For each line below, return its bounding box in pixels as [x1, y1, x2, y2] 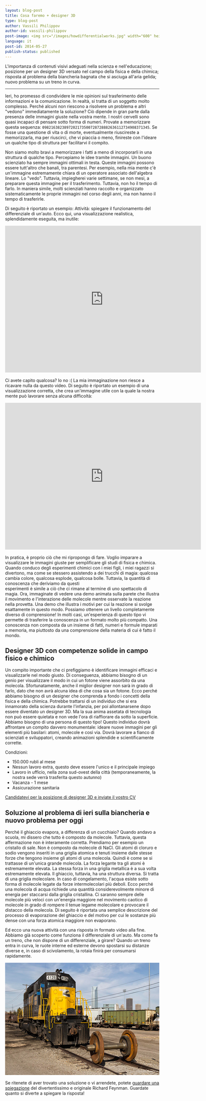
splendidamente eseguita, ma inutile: [5, 216, 79, 222]
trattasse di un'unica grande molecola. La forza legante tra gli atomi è [5, 860, 145, 866]
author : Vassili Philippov [5, 23, 60, 28]
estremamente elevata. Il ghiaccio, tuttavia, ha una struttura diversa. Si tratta [5, 871, 159, 877]
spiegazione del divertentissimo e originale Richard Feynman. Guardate [5, 1085, 149, 1091]
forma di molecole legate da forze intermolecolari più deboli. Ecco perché [5, 881, 153, 887]
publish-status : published [5, 49, 60, 54]
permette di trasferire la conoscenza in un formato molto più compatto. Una [5, 617, 158, 622]
